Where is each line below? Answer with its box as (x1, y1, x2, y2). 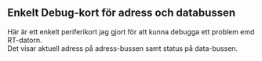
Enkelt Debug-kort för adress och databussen (7, 6, 236, 20)
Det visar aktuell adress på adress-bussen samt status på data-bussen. (7, 43, 238, 53)
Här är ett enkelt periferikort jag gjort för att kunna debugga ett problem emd (7, 27, 255, 36)
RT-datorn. (7, 35, 42, 45)
